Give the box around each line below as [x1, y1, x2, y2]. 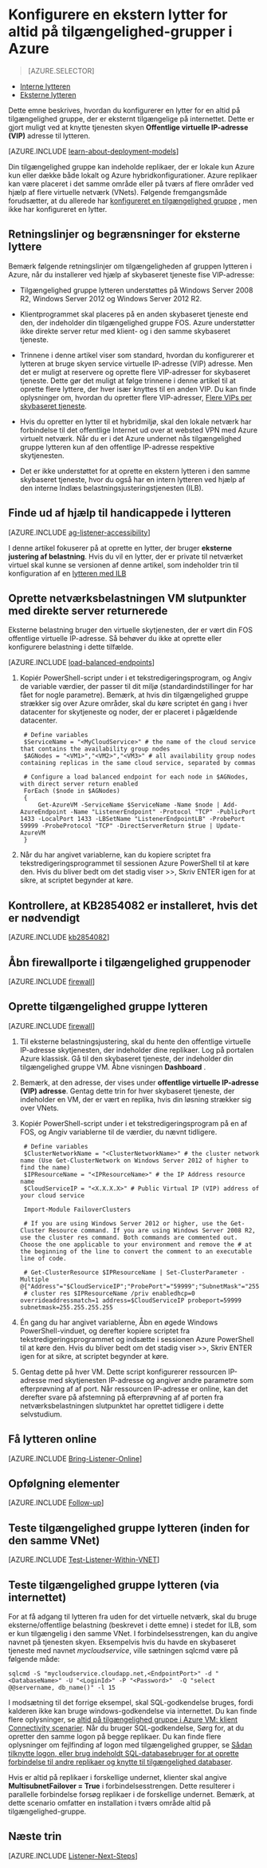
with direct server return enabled [19, 780, 139, 788]
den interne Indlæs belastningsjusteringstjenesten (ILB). [19, 483, 204, 492]
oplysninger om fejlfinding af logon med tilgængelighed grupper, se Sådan [8, 1740, 253, 1750]
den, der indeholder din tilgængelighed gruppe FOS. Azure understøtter [19, 317, 255, 327]
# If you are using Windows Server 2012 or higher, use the [23, 1219, 228, 1228]
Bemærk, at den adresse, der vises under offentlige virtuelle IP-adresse [19, 1077, 259, 1087]
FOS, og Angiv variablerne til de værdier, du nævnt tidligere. [19, 1127, 218, 1137]
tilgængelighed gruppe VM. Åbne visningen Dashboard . [19, 1061, 206, 1072]
